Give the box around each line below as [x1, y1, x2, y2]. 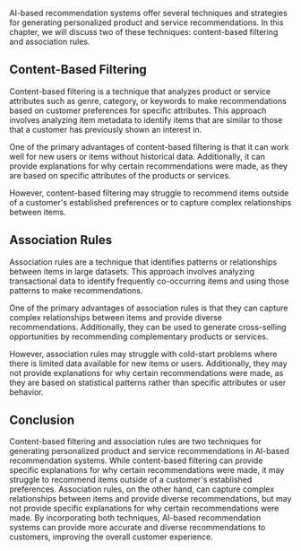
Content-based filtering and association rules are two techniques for [9, 436, 262, 447]
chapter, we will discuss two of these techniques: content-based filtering [9, 27, 279, 37]
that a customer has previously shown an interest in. [9, 124, 202, 135]
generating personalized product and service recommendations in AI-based [9, 446, 289, 457]
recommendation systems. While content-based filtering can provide [9, 455, 263, 466]
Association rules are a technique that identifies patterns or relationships [9, 256, 278, 267]
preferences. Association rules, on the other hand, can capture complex [9, 484, 275, 494]
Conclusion [9, 413, 75, 428]
